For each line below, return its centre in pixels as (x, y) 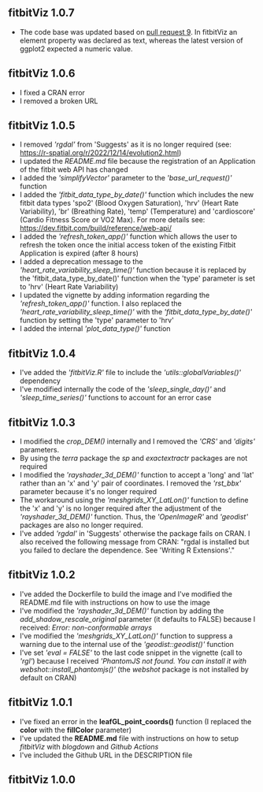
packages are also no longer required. (81, 525)
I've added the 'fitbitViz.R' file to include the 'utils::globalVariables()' (130, 373)
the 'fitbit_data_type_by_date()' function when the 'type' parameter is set (137, 278)
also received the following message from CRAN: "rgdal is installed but (134, 542)
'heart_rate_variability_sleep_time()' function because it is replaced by (133, 270)
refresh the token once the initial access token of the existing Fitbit (128, 245)
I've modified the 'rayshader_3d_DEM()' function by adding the (122, 611)
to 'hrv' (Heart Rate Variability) (69, 287)
